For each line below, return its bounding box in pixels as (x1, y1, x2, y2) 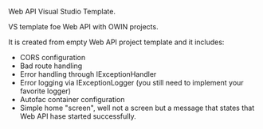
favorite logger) (19, 86, 72, 96)
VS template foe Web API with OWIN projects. (8, 22, 159, 31)
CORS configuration (19, 53, 86, 62)
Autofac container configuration (19, 95, 125, 104)
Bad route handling (19, 61, 83, 70)
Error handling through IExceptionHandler (19, 70, 157, 78)
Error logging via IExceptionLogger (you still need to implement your (19, 78, 245, 87)
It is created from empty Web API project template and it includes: (8, 37, 225, 47)
